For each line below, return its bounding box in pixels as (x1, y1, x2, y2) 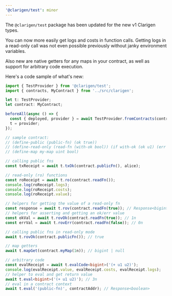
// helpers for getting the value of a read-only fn (5, 201, 120, 206)
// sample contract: (5, 135, 50, 140)
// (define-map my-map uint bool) (5, 150, 79, 155)
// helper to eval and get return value (5, 272, 93, 277)
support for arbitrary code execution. (5, 63, 83, 69)
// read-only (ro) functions (5, 173, 68, 178)
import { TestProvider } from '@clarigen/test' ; (5, 83, 111, 88)
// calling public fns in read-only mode (5, 229, 95, 234)
